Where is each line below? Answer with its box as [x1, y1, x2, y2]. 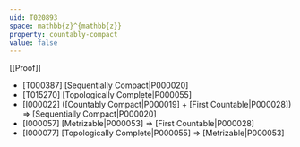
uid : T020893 [9, 13, 58, 22]
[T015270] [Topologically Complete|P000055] [21, 90, 193, 100]
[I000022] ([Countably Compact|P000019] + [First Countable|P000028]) [21, 99, 292, 110]
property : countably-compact [9, 30, 118, 39]
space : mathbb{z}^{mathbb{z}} [9, 22, 123, 30]
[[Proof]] [9, 63, 42, 73]
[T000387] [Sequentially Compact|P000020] [21, 80, 189, 91]
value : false [9, 38, 58, 48]
